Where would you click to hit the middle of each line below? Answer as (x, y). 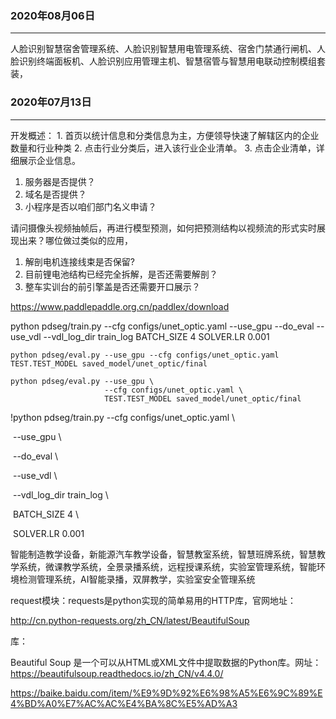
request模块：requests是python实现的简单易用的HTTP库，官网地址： (153, 600)
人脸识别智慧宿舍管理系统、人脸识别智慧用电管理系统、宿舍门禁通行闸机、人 (168, 49)
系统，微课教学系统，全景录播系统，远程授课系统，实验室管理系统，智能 (167, 566)
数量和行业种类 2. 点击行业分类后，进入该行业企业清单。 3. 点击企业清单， (163, 148)
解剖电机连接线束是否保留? (79, 261)
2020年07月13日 (51, 102)
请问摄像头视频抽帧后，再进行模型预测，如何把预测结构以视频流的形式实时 (163, 228)
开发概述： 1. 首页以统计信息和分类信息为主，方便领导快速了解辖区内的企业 (165, 135)
